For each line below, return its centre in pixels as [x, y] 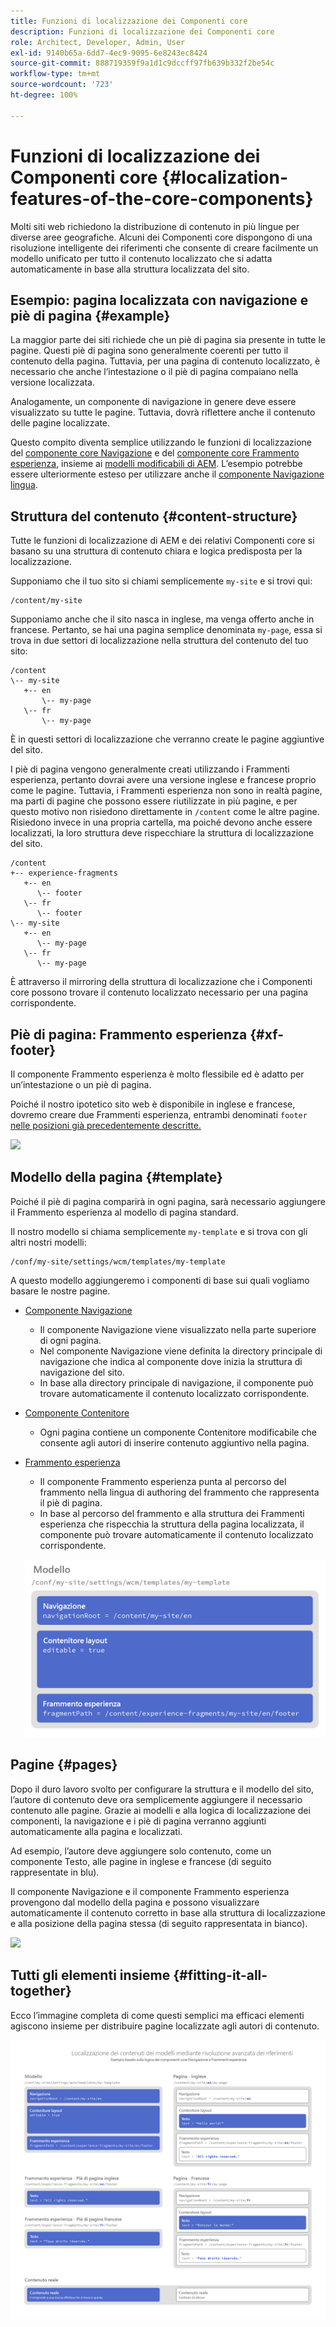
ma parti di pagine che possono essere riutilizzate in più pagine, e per [154, 801]
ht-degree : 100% [44, 95]
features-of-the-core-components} [162, 198]
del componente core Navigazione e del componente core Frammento [155, 453]
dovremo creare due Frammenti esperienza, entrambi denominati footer [159, 1114]
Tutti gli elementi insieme [90, 1975]
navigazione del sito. [82, 1372]
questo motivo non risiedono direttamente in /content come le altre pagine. [165, 812]
